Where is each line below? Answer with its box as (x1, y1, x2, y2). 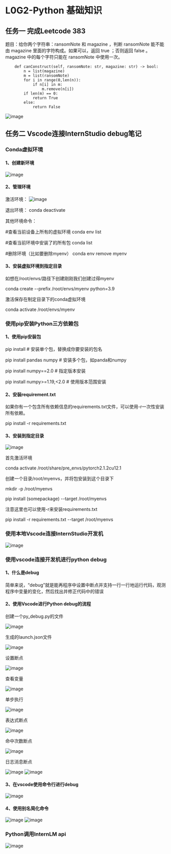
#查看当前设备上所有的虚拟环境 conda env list (5, 229, 102, 235)
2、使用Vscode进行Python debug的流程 (5, 601, 91, 607)
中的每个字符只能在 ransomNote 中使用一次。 (27, 54, 123, 60)
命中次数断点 (5, 738, 32, 744)
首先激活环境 (5, 455, 32, 461)
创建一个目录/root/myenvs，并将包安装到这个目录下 (5, 476, 114, 482)
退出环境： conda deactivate (5, 207, 65, 213)
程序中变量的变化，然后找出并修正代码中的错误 (5, 588, 104, 594)
